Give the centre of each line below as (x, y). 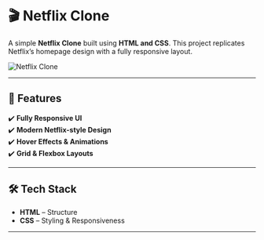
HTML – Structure (48, 212)
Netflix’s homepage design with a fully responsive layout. (100, 51)
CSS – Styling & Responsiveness (72, 220)
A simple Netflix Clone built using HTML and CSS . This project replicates (126, 43)
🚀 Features (35, 98)
